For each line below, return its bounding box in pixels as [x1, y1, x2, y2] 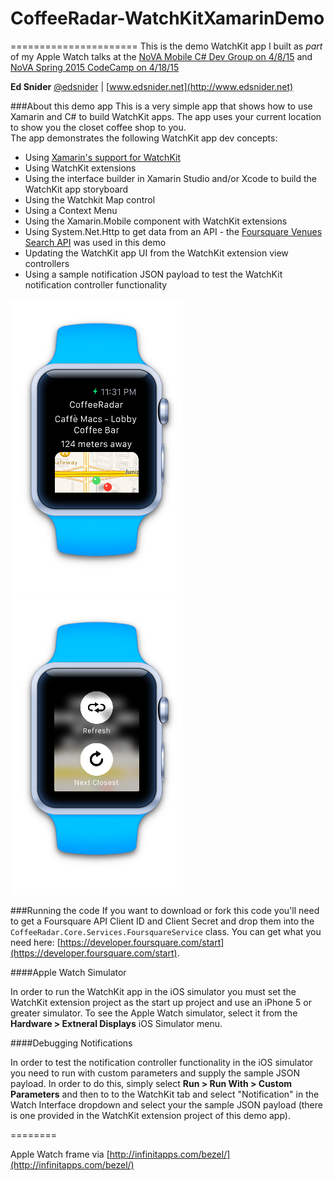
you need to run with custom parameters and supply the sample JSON [10, 1067, 301, 1079]
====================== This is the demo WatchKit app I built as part [10, 40, 323, 52]
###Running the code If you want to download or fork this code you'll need [10, 904, 320, 916]
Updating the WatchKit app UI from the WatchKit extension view [24, 247, 289, 259]
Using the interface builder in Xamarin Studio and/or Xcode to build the [24, 172, 317, 184]
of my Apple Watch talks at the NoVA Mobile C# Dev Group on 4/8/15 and [10, 50, 313, 62]
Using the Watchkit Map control [24, 193, 156, 206]
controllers [24, 257, 70, 269]
